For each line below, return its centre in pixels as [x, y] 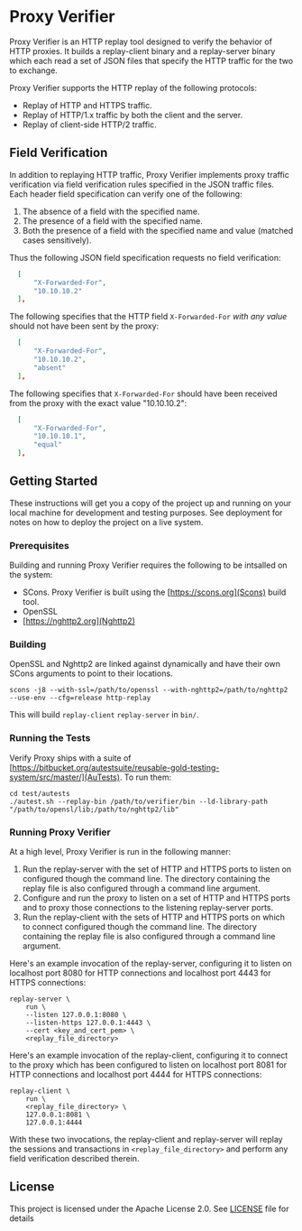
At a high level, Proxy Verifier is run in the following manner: [120, 852]
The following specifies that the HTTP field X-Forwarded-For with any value [148, 317]
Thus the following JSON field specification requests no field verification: [145, 257]
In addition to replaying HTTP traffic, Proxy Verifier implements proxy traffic [150, 174]
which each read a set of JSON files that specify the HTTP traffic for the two [151, 60]
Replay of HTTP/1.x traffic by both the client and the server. [133, 115]
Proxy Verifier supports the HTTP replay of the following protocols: [133, 88]
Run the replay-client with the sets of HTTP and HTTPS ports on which [154, 917]
